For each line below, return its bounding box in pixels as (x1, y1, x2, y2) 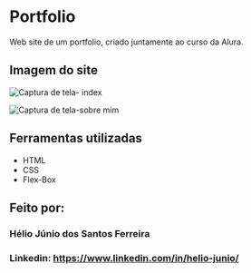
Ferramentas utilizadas (9, 131, 143, 146)
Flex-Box (22, 174, 56, 185)
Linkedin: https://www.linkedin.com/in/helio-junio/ (9, 251, 239, 264)
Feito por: (9, 200, 65, 215)
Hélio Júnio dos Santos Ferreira (9, 227, 150, 239)
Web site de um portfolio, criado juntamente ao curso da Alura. (9, 36, 244, 47)
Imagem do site (9, 63, 98, 78)
